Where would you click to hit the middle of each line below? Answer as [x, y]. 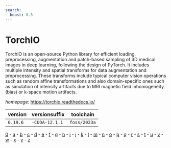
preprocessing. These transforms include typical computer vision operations [86, 76]
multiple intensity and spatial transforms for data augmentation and [76, 70]
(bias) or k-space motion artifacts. [41, 92]
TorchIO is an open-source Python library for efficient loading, [71, 54]
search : [14, 10]
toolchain [83, 114]
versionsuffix [48, 114]
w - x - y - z [18, 140]
